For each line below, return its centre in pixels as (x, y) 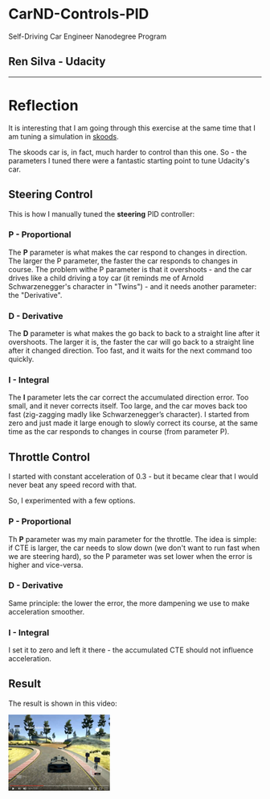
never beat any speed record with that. (73, 485)
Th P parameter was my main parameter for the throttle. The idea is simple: (133, 539)
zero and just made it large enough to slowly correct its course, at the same (133, 423)
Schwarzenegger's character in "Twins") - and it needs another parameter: (133, 286)
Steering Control (51, 195)
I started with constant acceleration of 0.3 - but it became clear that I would (133, 477)
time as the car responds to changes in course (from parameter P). (119, 432)
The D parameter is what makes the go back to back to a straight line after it (134, 333)
